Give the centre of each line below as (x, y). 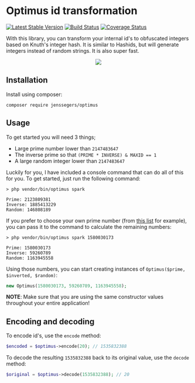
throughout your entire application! (48, 303)
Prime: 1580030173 (28, 248)
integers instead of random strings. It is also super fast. (73, 50)
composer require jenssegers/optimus (52, 105)
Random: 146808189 (28, 210)
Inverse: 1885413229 (31, 204)
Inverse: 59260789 (28, 253)
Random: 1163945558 (30, 258)
